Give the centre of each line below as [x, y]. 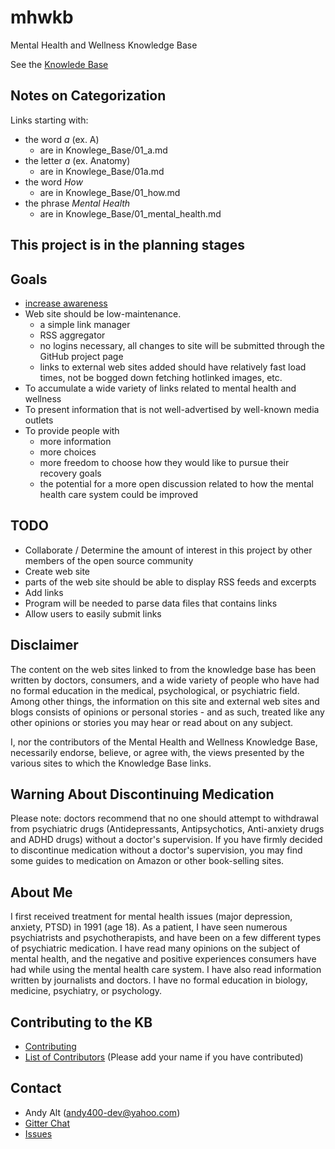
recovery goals [70, 473]
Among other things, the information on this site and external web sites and [165, 701]
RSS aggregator [72, 335]
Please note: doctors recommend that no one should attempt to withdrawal [164, 818]
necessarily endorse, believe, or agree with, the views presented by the [157, 752]
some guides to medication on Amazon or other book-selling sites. [147, 861]
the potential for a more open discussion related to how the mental [176, 483]
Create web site [57, 571]
